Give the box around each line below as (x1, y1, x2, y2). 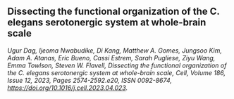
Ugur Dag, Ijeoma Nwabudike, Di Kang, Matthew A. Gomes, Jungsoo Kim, (7, 46, 223, 55)
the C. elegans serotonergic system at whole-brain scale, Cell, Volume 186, (7, 68, 226, 77)
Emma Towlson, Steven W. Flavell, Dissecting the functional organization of (7, 61, 227, 70)
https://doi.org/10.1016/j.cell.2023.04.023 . (7, 84, 128, 92)
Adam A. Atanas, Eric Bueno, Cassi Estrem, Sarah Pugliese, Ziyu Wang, (7, 53, 216, 62)
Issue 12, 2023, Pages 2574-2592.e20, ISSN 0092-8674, (7, 76, 173, 84)
